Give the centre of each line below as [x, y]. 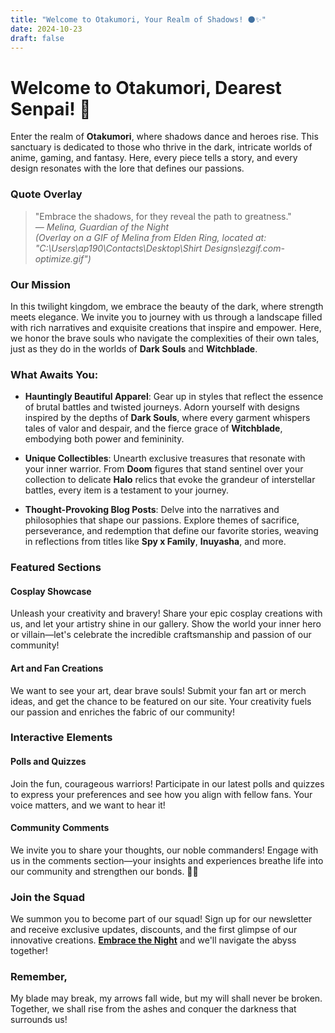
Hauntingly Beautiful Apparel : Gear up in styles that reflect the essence [174, 397]
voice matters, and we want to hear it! [88, 805]
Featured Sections [56, 568]
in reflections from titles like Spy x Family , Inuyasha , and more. [155, 542]
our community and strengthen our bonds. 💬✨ [104, 871]
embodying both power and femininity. [104, 439]
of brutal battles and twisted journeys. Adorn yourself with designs [162, 407]
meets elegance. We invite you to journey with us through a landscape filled [166, 317]
